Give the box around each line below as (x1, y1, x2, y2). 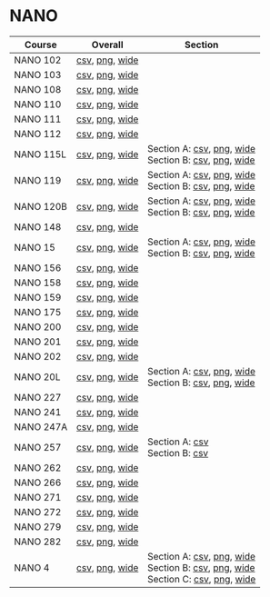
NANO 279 (14, 520, 62, 532)
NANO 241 (14, 405, 62, 418)
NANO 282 (14, 535, 62, 548)
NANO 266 (14, 476, 62, 489)
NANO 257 (14, 441, 62, 453)
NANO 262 (14, 461, 62, 473)
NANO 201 (14, 335, 62, 348)
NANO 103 (14, 68, 62, 81)
